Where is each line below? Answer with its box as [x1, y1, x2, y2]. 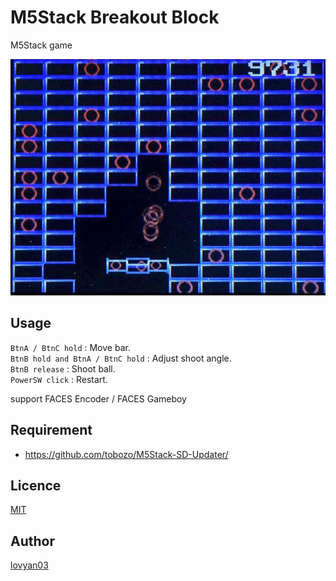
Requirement [10, 422, 93, 439]
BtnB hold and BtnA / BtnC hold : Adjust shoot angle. [10, 352, 232, 364]
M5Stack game [10, 39, 73, 51]
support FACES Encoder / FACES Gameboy [10, 392, 187, 405]
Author [10, 532, 55, 550]
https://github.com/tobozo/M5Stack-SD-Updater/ [24, 448, 229, 460]
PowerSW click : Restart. [10, 373, 108, 385]
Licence [10, 477, 62, 494]
